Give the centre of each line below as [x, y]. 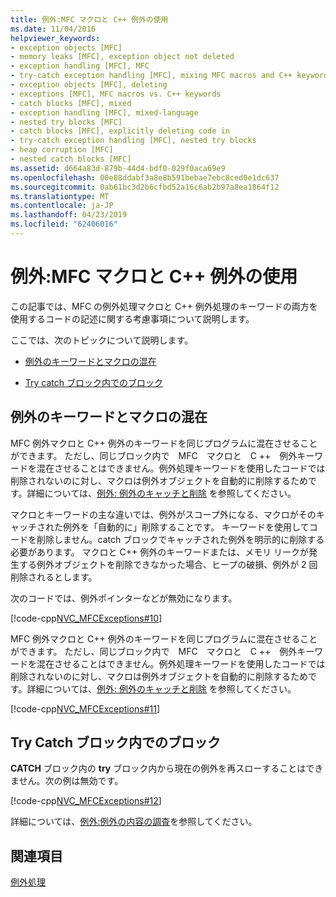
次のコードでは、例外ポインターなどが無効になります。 [124, 598]
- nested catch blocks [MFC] [71, 159]
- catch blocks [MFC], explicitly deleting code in [120, 131]
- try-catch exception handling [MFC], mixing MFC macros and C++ [151, 76]
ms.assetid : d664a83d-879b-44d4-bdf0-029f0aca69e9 [118, 168]
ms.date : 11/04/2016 [53, 29]
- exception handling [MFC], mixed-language [104, 112]
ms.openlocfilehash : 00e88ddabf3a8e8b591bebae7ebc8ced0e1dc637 [145, 177]
